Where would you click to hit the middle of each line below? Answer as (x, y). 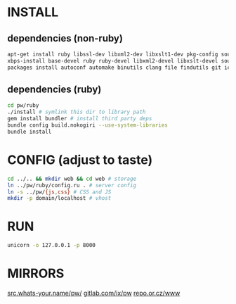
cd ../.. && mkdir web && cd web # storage (72, 179)
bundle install (29, 132)
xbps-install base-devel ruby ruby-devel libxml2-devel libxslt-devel (113, 61)
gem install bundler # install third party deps (80, 119)
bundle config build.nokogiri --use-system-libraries (88, 125)
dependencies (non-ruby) (65, 38)
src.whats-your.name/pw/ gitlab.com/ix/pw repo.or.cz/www (94, 293)
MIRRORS (36, 273)
